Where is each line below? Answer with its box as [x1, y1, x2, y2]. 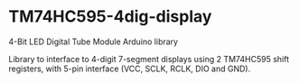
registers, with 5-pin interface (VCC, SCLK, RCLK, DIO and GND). [8, 63, 251, 74]
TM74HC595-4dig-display [8, 6, 212, 27]
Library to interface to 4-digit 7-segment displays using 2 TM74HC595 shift [8, 53, 290, 64]
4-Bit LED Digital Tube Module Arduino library [8, 36, 178, 47]
